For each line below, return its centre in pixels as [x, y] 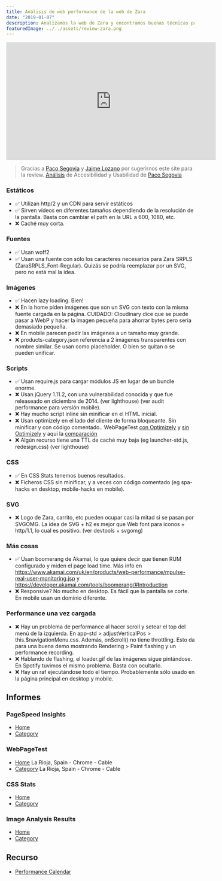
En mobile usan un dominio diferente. [61, 598]
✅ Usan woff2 [32, 252]
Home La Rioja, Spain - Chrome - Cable [63, 762]
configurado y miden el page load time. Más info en [78, 566]
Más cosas [22, 546]
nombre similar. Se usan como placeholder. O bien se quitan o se [95, 347]
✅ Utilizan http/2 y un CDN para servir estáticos [74, 203]
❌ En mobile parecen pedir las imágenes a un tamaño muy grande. [97, 333]
